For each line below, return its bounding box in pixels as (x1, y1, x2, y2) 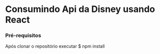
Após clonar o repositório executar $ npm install (5, 43, 105, 49)
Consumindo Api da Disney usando (5, 3, 155, 15)
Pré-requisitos (5, 32, 41, 39)
